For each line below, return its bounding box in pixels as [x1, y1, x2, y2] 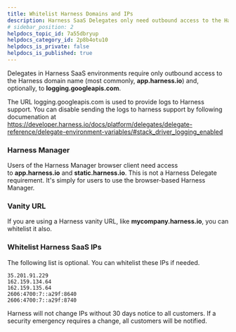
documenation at [7, 112, 56, 121]
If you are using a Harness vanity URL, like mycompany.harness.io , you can [7, 217, 229, 226]
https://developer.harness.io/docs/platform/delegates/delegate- [7, 120, 193, 128]
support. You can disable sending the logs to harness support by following [7, 105, 223, 113]
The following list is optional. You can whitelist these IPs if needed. [7, 258, 200, 266]
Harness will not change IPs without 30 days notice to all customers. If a [7, 309, 216, 317]
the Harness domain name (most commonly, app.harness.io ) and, [7, 76, 199, 85]
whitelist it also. [7, 225, 53, 233]
